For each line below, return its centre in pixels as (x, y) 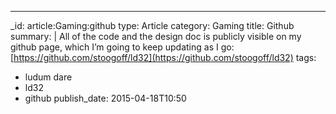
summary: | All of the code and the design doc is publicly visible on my (156, 36)
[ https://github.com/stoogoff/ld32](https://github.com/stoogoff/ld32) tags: (163, 57)
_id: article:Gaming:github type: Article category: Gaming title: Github (152, 25)
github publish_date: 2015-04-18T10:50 (105, 98)
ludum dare (48, 77)
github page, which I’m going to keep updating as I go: (122, 47)
